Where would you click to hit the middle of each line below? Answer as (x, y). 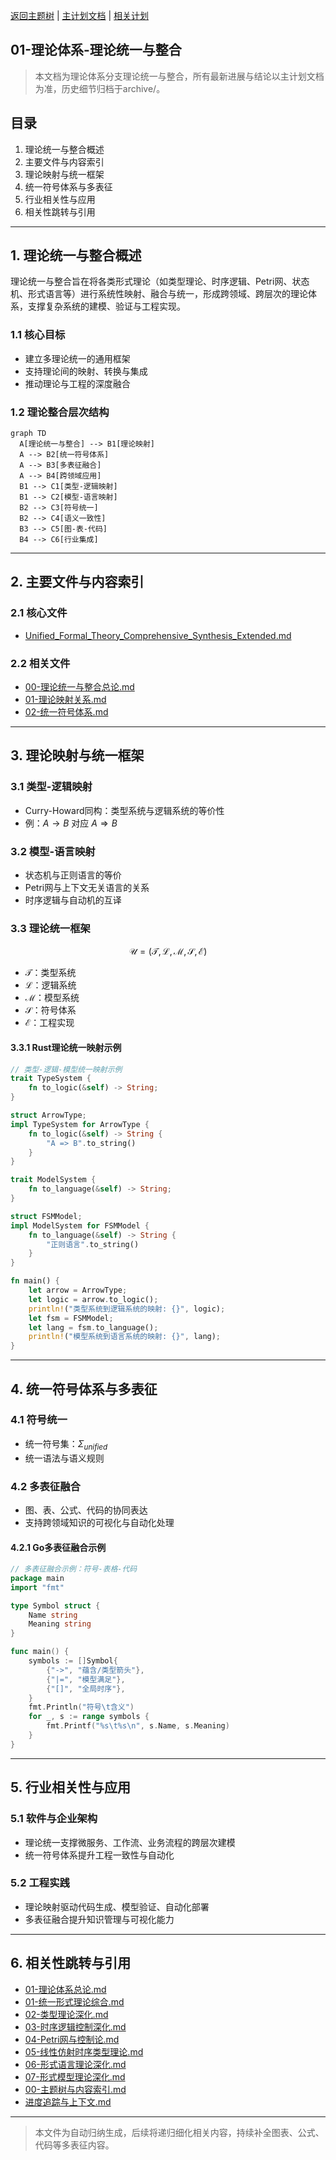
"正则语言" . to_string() (93, 1244)
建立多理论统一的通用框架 (77, 358)
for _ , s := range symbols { (89, 1717)
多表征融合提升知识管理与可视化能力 (99, 1919)
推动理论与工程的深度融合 (77, 383)
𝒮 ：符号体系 (50, 1010)
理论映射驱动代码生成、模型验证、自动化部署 (117, 1906)
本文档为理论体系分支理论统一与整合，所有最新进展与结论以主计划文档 (179, 76)
